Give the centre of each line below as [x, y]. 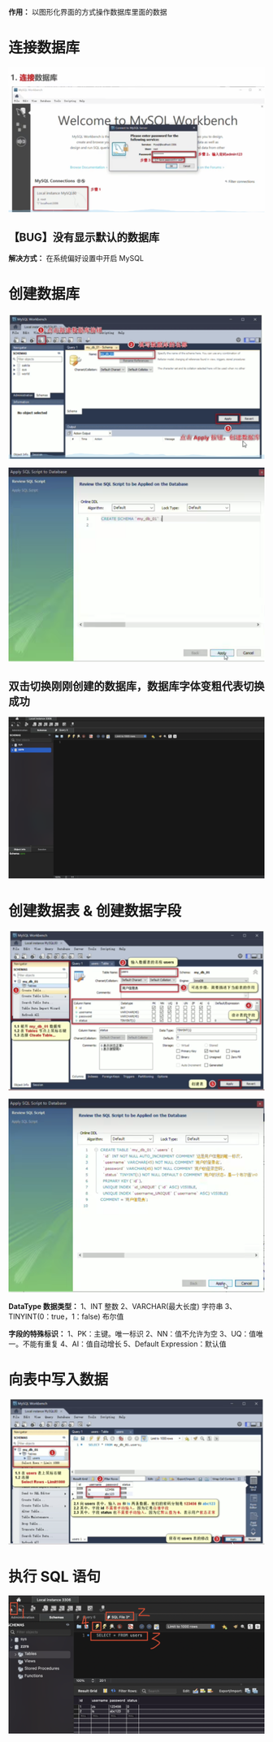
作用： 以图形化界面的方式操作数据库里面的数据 [88, 12]
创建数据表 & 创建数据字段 [95, 910]
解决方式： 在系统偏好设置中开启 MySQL [76, 258]
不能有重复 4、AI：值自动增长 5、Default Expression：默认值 [124, 1344]
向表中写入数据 [58, 1379]
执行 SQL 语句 [55, 1577]
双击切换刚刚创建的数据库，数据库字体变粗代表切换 [136, 686]
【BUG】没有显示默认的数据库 [84, 237]
